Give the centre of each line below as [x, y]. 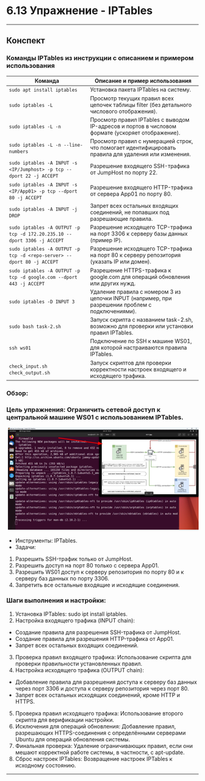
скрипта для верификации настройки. [65, 720]
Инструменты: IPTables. [46, 540]
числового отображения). [124, 111]
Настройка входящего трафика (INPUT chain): [75, 620]
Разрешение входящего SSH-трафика [140, 166]
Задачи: [26, 547]
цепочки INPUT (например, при [131, 298]
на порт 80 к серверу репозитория [135, 255]
